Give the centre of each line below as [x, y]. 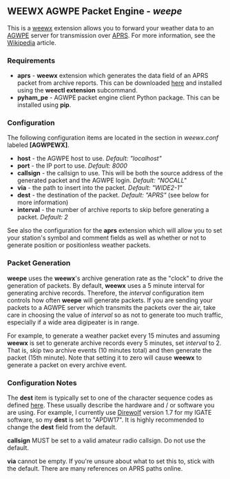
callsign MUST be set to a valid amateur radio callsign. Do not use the [106, 440]
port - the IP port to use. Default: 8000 [72, 166]
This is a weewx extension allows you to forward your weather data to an [111, 28]
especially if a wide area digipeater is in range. [73, 322]
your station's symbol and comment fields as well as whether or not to [107, 238]
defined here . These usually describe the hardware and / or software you [111, 405]
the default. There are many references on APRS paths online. [95, 468]
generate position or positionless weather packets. [79, 245]
